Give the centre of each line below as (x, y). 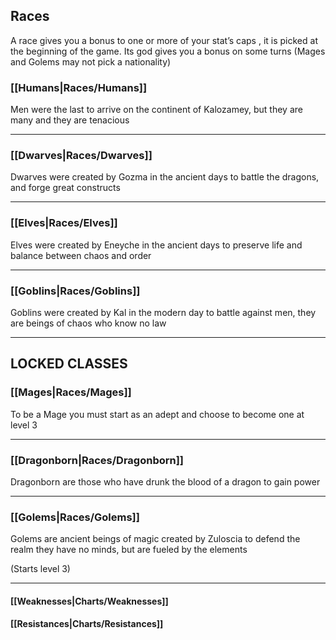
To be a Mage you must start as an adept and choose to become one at (157, 414)
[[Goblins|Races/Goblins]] (75, 291)
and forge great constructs (65, 188)
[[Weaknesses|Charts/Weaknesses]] (89, 601)
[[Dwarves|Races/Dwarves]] (81, 156)
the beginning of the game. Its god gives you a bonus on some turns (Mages (168, 51)
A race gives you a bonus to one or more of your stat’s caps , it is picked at (164, 40)
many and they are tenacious (70, 120)
